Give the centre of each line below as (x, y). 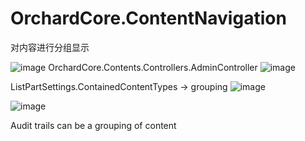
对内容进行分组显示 (50, 47)
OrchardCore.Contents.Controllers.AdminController (153, 67)
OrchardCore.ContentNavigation (148, 18)
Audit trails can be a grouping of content (93, 125)
